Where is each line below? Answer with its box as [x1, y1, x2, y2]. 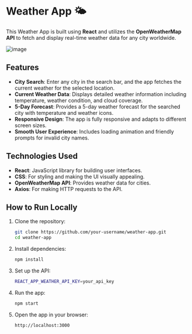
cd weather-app [14, 235, 52, 241]
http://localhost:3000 [14, 322, 70, 328]
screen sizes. [14, 121, 47, 129]
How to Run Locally [6, 202, 78, 212]
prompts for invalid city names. [14, 134, 89, 141]
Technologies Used [6, 151, 78, 161]
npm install [14, 257, 44, 263]
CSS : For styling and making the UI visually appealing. [14, 173, 145, 180]
